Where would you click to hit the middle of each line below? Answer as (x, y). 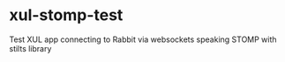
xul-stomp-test (66, 15)
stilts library (30, 48)
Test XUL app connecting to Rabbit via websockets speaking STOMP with (143, 39)
